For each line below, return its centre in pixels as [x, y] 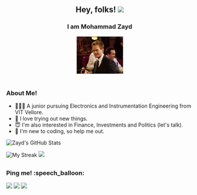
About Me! [22, 93]
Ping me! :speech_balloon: [45, 173]
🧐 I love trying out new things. [51, 119]
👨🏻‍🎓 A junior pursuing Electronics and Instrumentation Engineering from [103, 106]
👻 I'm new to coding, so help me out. [60, 131]
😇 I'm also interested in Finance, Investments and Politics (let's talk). [99, 125]
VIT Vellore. [29, 112]
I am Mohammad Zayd [100, 27]
